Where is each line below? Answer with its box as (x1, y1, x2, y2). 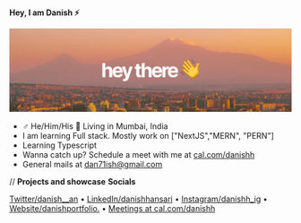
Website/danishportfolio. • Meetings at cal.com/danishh (9, 203, 216, 214)
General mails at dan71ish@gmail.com (21, 159, 163, 170)
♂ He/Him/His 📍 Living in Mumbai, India (21, 121, 168, 132)
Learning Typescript (21, 140, 97, 150)
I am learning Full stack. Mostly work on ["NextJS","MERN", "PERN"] (21, 131, 275, 142)
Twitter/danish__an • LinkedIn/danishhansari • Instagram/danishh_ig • (9, 193, 268, 204)
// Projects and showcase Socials (9, 176, 136, 187)
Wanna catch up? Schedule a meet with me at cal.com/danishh (21, 150, 255, 160)
